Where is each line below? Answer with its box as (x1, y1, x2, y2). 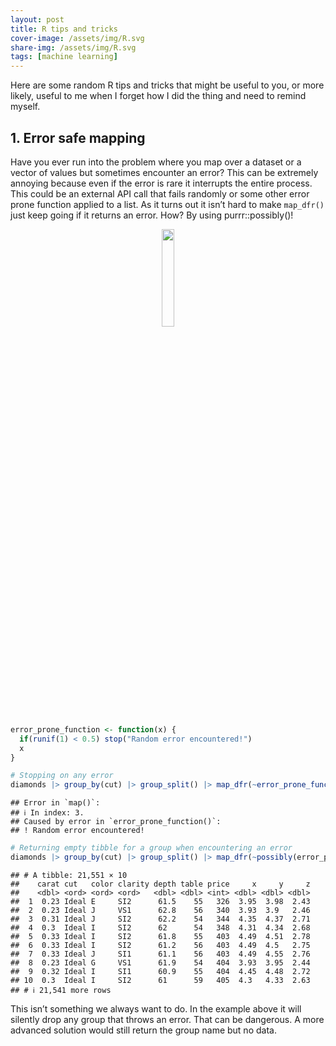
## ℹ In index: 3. (10, 808, 85, 818)
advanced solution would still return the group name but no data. (10, 1024, 277, 1036)
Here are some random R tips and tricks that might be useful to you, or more (10, 79, 325, 91)
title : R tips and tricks (10, 24, 118, 34)
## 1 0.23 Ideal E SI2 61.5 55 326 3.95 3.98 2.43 (10, 896, 311, 906)
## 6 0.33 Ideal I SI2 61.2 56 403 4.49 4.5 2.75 (10, 940, 311, 950)
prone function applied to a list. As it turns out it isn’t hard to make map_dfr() (10, 198, 325, 210)
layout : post (10, 14, 65, 25)
